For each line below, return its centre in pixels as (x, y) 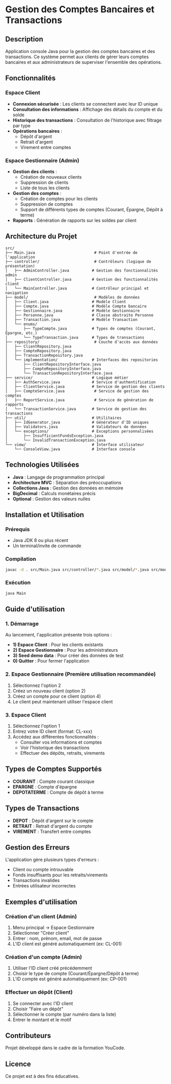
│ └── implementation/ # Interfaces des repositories (82, 360)
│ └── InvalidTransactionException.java (55, 440)
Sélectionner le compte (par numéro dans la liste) (64, 1014)
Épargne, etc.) (21, 333)
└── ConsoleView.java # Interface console (75, 449)
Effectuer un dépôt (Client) (39, 992)
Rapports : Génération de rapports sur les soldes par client (74, 220)
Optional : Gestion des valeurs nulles (51, 499)
